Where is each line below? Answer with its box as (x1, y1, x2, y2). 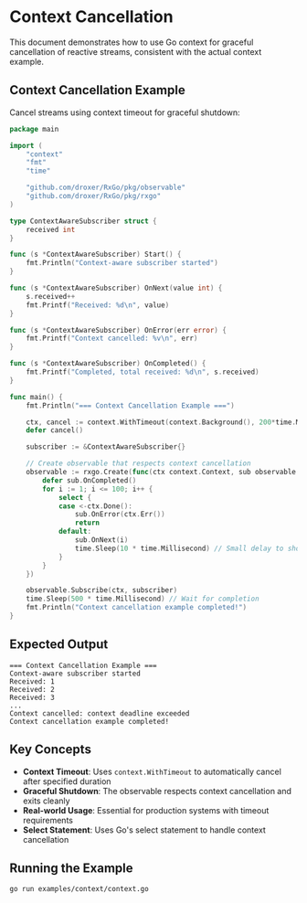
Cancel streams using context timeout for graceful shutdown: (9, 107, 240, 118)
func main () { (9, 392, 64, 401)
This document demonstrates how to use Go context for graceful (9, 37, 254, 48)
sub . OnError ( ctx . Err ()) (74, 510, 166, 519)
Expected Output (9, 637, 109, 653)
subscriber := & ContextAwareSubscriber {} (26, 442, 185, 451)
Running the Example (9, 860, 134, 876)
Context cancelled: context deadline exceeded (9, 708, 190, 718)
